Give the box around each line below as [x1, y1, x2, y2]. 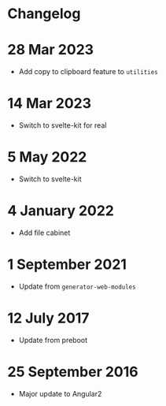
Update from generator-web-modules [18, 281, 136, 291]
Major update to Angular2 [18, 389, 102, 398]
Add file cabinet [18, 228, 71, 237]
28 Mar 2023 [7, 41, 94, 59]
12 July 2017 [7, 309, 90, 327]
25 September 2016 [7, 363, 138, 381]
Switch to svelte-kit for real [18, 121, 107, 130]
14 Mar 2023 [7, 95, 92, 113]
